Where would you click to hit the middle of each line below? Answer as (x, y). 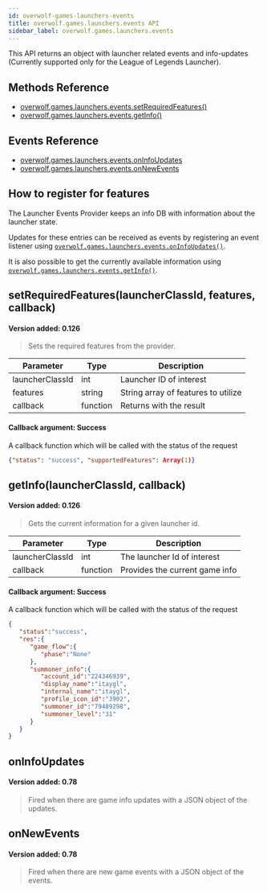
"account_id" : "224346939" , (85, 676)
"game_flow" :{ (53, 647)
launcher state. (33, 221)
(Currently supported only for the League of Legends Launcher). (115, 62)
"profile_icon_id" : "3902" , (85, 699)
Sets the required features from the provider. (102, 346)
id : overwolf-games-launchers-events (71, 16)
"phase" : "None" (66, 654)
